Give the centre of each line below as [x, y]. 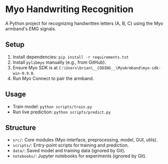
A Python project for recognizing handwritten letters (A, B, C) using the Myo [84, 23]
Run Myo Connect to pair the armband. [53, 78]
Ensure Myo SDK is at [35, 67]
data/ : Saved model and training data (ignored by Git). [69, 151]
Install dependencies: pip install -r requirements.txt [71, 57]
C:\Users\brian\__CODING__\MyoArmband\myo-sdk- [110, 68]
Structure [21, 128]
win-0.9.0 [23, 73]
